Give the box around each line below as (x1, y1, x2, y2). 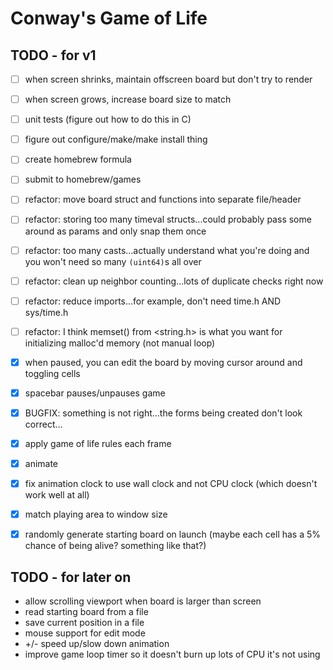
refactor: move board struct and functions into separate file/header (24, 193, 302, 206)
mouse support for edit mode (24, 627, 146, 639)
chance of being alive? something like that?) (24, 540, 207, 552)
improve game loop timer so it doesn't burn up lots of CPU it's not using (24, 648, 321, 661)
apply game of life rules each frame (24, 437, 172, 449)
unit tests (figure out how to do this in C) (24, 113, 192, 126)
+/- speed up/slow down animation (24, 638, 170, 650)
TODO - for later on (10, 568, 132, 586)
